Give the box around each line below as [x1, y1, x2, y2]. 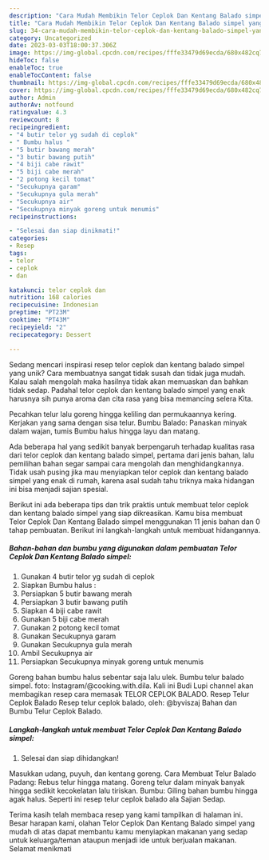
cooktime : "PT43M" [9, 316, 70, 324]
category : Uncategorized [9, 34, 92, 42]
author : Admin [9, 94, 57, 102]
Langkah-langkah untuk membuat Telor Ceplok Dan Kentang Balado [9, 725, 242, 734]
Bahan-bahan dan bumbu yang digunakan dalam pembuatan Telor [9, 543, 238, 553]
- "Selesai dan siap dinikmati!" [9, 227, 121, 235]
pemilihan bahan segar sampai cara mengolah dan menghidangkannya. [9, 458, 244, 468]
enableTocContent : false [9, 71, 92, 79]
